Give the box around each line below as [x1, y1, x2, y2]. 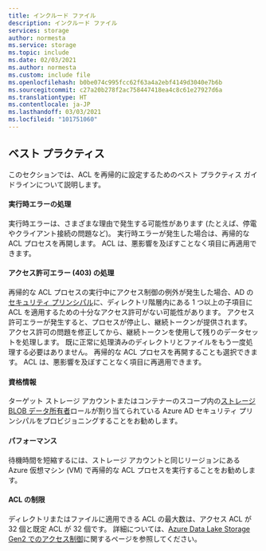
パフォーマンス [8, 435, 57, 445]
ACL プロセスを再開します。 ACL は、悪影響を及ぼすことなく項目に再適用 [8, 238, 250, 248]
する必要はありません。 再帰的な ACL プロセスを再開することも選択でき [14, 348, 251, 357]
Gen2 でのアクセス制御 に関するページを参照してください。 [8, 533, 201, 543]
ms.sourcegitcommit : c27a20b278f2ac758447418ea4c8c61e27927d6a [8, 85, 223, 94]
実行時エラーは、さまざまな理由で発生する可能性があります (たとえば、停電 [8, 218, 257, 228]
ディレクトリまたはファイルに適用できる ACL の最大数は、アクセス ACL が [8, 514, 252, 523]
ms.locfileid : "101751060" [8, 116, 98, 124]
